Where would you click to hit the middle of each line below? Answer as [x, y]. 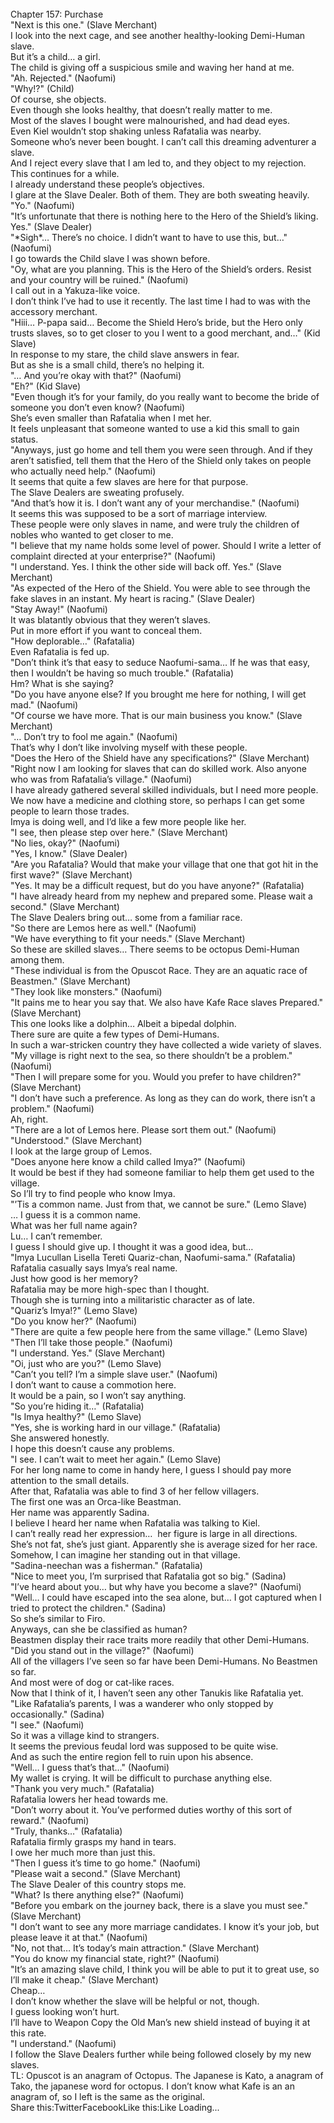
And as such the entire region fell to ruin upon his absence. [132, 1756]
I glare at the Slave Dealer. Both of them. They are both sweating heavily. [160, 195]
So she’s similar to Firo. [58, 1618]
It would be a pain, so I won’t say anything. [98, 1395]
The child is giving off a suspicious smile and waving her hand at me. [152, 67]
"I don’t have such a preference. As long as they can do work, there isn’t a [163, 1098]
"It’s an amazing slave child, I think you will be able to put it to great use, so [165, 1969]
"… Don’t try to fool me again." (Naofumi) [94, 736]
